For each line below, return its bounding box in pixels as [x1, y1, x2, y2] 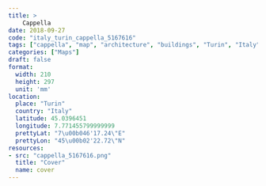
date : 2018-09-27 [8, 26, 66, 34]
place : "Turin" [15, 100, 66, 108]
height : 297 [15, 78, 55, 85]
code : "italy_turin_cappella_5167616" [8, 33, 136, 42]
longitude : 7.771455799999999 [15, 122, 115, 130]
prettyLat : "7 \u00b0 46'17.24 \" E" [15, 129, 126, 137]
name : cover [15, 166, 55, 174]
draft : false [8, 56, 51, 64]
